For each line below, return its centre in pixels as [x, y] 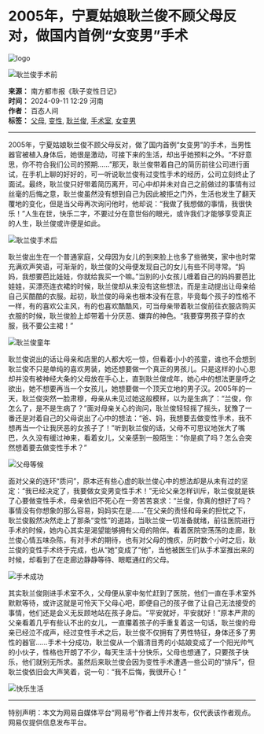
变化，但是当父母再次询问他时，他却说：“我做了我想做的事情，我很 [137, 203]
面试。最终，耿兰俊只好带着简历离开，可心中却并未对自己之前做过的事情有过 [132, 184]
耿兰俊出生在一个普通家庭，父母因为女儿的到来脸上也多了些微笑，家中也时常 [132, 256]
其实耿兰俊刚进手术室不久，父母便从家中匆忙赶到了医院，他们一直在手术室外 [132, 593]
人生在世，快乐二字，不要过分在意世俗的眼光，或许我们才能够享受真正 [139, 213]
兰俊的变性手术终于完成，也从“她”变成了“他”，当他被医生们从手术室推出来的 [131, 550]
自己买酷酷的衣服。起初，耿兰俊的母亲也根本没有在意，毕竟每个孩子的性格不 [132, 296]
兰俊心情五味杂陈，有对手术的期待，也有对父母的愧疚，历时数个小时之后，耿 [132, 540]
